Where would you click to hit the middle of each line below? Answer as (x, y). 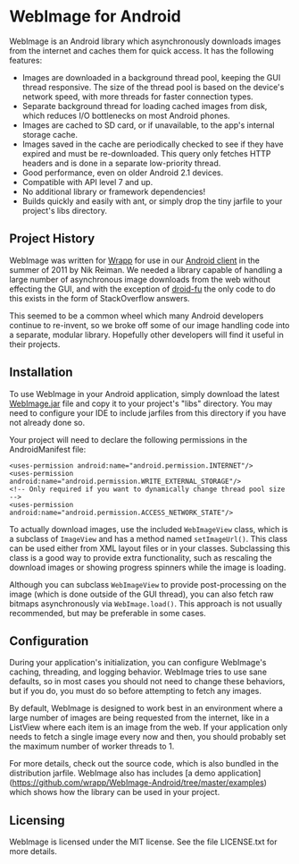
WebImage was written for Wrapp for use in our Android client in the (135, 260)
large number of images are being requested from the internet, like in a (139, 718)
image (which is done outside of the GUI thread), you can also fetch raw (141, 594)
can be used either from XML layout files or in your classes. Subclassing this (150, 548)
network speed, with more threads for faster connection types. (137, 97)
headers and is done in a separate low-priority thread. (121, 163)
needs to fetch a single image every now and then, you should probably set (148, 737)
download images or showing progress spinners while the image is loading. (148, 567)
